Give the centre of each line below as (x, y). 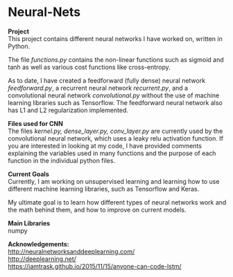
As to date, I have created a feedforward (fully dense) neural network (107, 80)
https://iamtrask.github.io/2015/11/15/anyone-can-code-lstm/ (95, 266)
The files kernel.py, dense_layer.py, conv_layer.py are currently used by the (115, 131)
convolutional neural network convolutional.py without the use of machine (114, 95)
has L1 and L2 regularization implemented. (68, 110)
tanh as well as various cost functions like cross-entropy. (89, 67)
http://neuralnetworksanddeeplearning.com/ (71, 251)
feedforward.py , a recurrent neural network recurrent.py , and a (98, 88)
